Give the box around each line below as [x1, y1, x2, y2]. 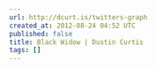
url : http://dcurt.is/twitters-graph [9, 12, 148, 22]
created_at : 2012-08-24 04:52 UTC [9, 21, 137, 30]
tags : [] [9, 46, 41, 55]
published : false [9, 29, 73, 38]
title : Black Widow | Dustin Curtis [9, 37, 144, 47]
